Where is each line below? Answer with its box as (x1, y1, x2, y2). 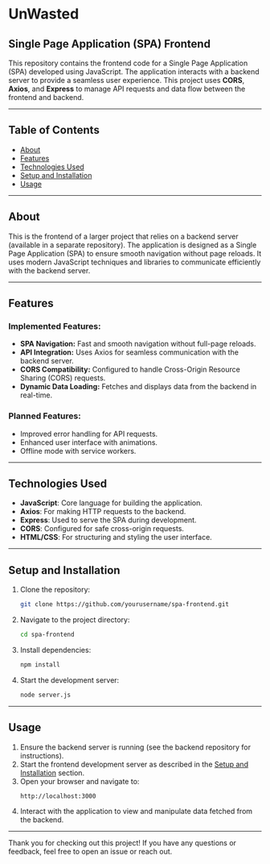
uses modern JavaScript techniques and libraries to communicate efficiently (8, 257, 261, 267)
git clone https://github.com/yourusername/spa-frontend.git (19, 600, 230, 609)
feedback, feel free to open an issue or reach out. (8, 846, 173, 856)
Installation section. (19, 767, 85, 778)
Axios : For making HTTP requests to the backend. (19, 507, 186, 517)
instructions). (19, 750, 64, 760)
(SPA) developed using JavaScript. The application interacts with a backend (8, 67, 260, 77)
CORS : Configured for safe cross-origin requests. (19, 524, 185, 534)
